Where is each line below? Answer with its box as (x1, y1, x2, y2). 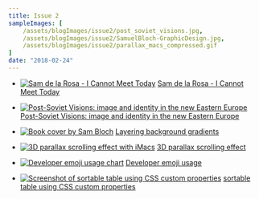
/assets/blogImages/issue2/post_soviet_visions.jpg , (23, 26, 203, 35)
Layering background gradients (115, 126, 220, 136)
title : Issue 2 (8, 11, 60, 20)
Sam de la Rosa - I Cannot (157, 78, 244, 88)
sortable (223, 173, 251, 183)
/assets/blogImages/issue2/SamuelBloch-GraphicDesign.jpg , (23, 34, 225, 43)
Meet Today (19, 87, 60, 96)
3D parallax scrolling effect (156, 142, 247, 152)
